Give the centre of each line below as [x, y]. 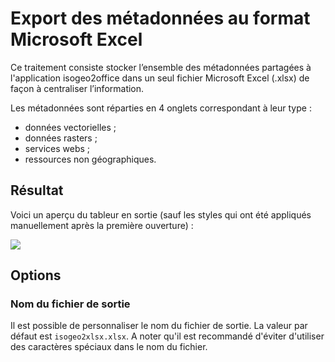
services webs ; [57, 148]
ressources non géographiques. [90, 159]
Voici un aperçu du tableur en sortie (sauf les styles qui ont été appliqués [161, 214]
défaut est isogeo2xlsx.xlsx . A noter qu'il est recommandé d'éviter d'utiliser [167, 336]
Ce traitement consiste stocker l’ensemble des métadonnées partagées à [161, 67]
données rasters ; [61, 138]
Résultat [37, 190]
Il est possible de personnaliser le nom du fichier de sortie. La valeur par [159, 326]
